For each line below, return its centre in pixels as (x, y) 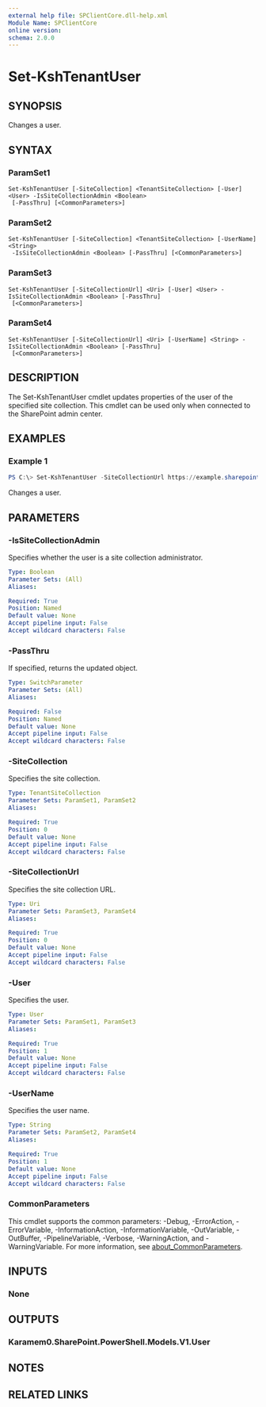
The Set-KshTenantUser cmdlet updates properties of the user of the (121, 396)
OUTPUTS (34, 1319)
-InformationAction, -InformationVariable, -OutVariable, (145, 1229)
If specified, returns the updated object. (73, 668)
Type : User (26, 1015)
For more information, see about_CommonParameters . (154, 1246)
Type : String (30, 1125)
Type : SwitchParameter (46, 682)
